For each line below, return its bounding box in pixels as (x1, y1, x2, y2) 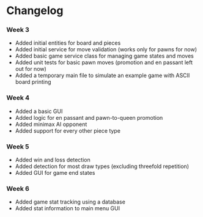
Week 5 (6, 142, 29, 150)
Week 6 (6, 185, 29, 193)
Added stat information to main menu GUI (15, 205, 120, 212)
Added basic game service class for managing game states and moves (15, 53, 194, 60)
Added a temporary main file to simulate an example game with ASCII (15, 72, 190, 79)
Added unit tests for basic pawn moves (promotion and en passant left (15, 59, 193, 66)
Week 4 (6, 94, 30, 102)
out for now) (15, 65, 47, 73)
